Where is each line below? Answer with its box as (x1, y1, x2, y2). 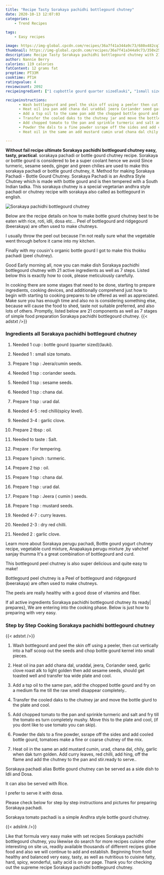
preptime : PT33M (5, 70, 38, 76)
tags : (5, 30, 17, 35)
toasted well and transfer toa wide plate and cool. (12, 673, 112, 679)
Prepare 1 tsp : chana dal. (12, 474, 64, 480)
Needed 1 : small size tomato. (12, 351, 72, 357)
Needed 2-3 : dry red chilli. (12, 521, 67, 527)
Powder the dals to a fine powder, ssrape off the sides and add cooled (12, 732, 154, 738)
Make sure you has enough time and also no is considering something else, (5, 297, 157, 303)
